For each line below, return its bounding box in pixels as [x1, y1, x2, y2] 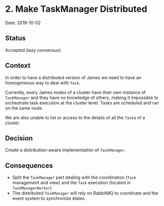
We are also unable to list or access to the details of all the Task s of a [5, 114, 145, 120]
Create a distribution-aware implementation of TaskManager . [5, 147, 126, 153]
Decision [5, 134, 33, 142]
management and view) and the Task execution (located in [12, 180, 131, 186]
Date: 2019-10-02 [5, 20, 41, 26]
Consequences [5, 161, 53, 170]
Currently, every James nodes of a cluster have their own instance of [5, 89, 146, 95]
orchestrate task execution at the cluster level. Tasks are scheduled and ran [5, 100, 159, 105]
